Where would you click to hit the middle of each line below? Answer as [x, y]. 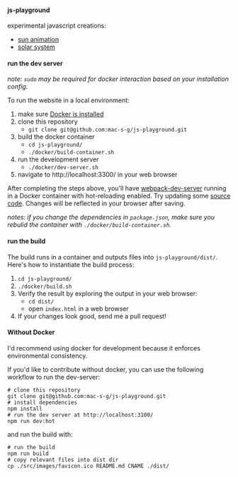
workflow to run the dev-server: [54, 377]
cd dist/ [41, 301]
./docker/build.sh [45, 286]
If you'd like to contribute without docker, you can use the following [106, 369]
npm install [25, 409]
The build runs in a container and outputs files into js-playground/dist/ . [113, 257]
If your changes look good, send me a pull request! [92, 316]
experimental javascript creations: [57, 26]
